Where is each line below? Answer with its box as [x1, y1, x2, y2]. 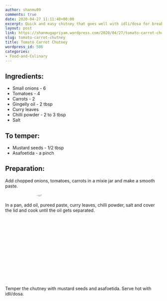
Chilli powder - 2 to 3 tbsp [12, 112, 66, 118]
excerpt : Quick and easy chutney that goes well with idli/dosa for [5, 21, 150, 26]
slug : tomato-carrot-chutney [5, 35, 66, 40]
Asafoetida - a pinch [12, 150, 55, 156]
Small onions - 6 [12, 85, 46, 91]
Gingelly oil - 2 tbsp [12, 101, 53, 107]
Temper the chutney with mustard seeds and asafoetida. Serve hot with [5, 286, 152, 292]
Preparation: [5, 164, 45, 173]
